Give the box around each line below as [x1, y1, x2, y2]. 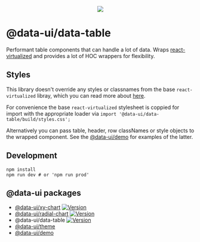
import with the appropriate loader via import [6, 110, 117, 117]
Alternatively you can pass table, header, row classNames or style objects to [6, 126, 195, 134]
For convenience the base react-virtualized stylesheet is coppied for [6, 104, 180, 111]
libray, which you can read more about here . [36, 92, 146, 99]
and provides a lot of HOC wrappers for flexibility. [33, 52, 155, 59]
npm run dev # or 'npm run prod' [6, 171, 90, 178]
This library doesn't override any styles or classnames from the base [6, 86, 176, 93]
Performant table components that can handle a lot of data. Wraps [6, 46, 169, 53]
